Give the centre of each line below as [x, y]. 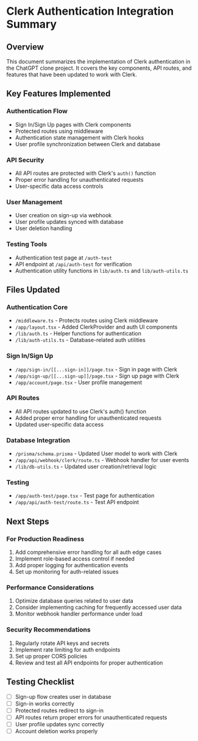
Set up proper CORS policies [51, 656]
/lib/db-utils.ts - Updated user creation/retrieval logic [86, 467]
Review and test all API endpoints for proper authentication [89, 663]
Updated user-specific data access [59, 424]
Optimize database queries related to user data [74, 601]
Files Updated [33, 290]
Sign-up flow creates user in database [63, 696]
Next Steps [28, 521]
